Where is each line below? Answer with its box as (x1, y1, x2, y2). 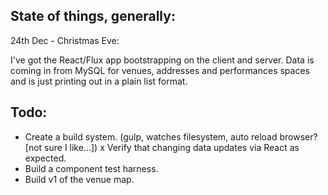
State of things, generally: (10, 8, 176, 25)
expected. (24, 152, 67, 164)
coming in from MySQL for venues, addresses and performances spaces (10, 64, 310, 76)
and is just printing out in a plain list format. (10, 75, 188, 87)
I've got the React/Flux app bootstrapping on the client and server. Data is (10, 54, 315, 66)
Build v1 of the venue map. (24, 173, 135, 185)
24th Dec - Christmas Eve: (10, 34, 120, 46)
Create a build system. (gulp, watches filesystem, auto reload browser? (24, 130, 318, 143)
